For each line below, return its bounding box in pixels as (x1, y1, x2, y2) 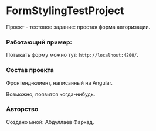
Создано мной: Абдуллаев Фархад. (6, 118, 94, 125)
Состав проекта (6, 66, 54, 74)
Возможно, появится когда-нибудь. (6, 91, 96, 98)
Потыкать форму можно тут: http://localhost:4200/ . (6, 51, 139, 58)
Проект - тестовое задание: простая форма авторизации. (6, 23, 151, 30)
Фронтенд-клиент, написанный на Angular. (6, 79, 113, 86)
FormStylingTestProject (6, 4, 124, 18)
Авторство (6, 105, 39, 113)
